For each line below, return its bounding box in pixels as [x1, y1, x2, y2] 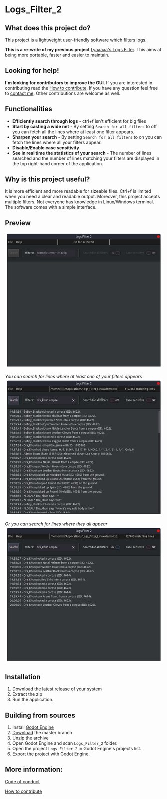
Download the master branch [12, 729, 72, 735]
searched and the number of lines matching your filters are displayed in [12, 155, 160, 161]
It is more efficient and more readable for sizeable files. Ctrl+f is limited [5, 188, 151, 194]
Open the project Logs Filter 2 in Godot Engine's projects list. [12, 745, 141, 751]
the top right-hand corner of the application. [12, 160, 103, 166]
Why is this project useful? [5, 175, 90, 184]
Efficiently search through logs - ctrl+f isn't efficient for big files [12, 118, 146, 124]
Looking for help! [5, 66, 59, 75]
